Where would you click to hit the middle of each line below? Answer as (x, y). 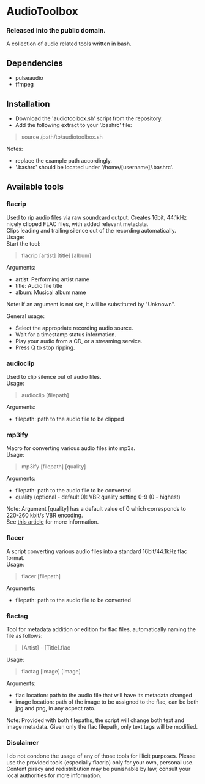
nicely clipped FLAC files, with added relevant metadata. (77, 224)
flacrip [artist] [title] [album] (56, 255)
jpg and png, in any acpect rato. (55, 708)
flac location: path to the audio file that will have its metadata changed (104, 695)
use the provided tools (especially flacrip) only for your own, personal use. (100, 763)
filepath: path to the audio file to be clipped (69, 419)
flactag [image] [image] (51, 671)
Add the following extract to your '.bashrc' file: (73, 125)
